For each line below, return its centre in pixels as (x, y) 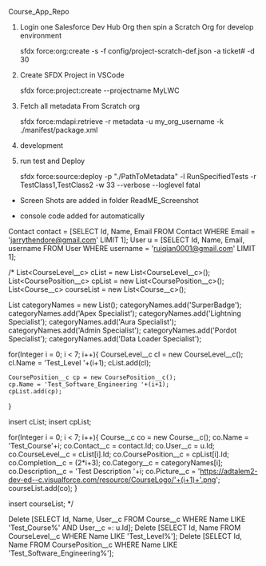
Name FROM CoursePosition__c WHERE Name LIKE (93, 544)
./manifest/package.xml (59, 130)
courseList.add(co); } (43, 488)
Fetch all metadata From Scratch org (79, 106)
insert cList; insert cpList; (50, 422)
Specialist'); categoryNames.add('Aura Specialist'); (92, 322)
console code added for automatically (82, 216)
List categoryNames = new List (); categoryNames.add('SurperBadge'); (125, 305)
